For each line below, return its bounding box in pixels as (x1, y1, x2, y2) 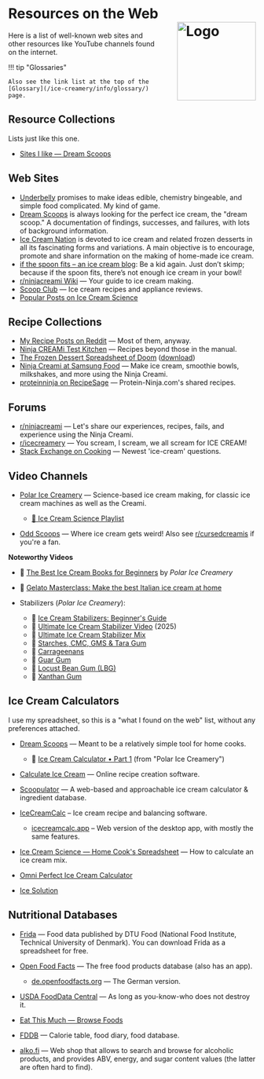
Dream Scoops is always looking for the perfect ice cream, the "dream (19, 209, 247, 218)
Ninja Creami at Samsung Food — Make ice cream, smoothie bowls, (19, 361, 240, 371)
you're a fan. (19, 537, 61, 547)
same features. (31, 832, 80, 841)
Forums (8, 401, 47, 414)
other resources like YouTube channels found (8, 38, 155, 48)
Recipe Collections (8, 315, 102, 328)
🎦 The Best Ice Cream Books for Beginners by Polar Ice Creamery (19, 568, 233, 577)
